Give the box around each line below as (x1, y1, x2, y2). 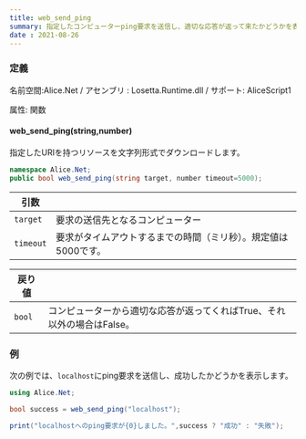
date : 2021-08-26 (9, 30, 79, 39)
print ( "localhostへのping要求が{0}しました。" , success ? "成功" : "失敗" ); (9, 421, 284, 430)
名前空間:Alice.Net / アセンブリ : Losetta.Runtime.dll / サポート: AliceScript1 (9, 84, 291, 96)
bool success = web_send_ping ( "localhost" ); (9, 404, 181, 413)
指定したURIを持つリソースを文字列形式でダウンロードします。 (9, 147, 246, 158)
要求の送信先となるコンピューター (56, 214, 202, 226)
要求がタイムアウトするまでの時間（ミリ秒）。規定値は (56, 230, 289, 243)
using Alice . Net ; (9, 388, 76, 397)
